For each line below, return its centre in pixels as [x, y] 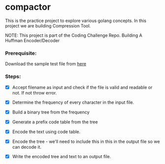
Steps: [13, 76]
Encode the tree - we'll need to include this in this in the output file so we [86, 141]
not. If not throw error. [35, 93]
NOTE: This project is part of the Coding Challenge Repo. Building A [74, 35]
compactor [28, 7]
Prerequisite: [21, 53]
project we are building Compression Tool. [48, 25]
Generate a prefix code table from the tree [55, 122]
